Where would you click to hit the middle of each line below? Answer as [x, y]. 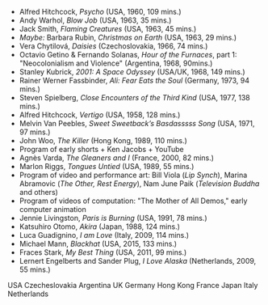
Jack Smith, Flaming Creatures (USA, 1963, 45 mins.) [108, 29]
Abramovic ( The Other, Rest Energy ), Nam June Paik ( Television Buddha [139, 184]
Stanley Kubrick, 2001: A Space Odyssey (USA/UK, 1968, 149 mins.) [132, 72]
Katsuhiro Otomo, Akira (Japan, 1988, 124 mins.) [100, 227]
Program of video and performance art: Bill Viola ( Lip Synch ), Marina [133, 175]
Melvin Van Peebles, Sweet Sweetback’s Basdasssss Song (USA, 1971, [137, 123]
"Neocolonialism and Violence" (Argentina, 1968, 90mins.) [116, 63]
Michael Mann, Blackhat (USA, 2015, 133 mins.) [98, 244]
